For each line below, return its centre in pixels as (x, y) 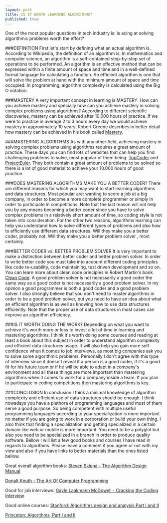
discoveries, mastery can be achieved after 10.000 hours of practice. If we (82, 116)
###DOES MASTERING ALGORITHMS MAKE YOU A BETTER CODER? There (83, 183)
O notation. (17, 91)
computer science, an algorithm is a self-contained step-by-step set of (78, 59)
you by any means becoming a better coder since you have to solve (75, 210)
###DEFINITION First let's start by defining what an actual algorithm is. (78, 48)
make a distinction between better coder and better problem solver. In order (83, 257)
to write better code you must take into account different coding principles (82, 262)
